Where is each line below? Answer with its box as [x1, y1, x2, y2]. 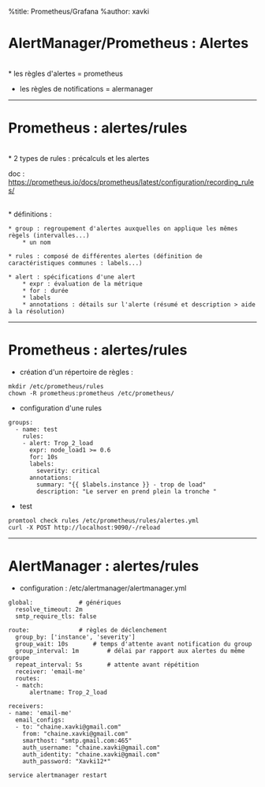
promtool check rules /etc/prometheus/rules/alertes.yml [8, 516, 200, 524]
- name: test [15, 425, 58, 433]
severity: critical [36, 467, 101, 474]
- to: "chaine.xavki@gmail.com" [15, 722, 122, 731]
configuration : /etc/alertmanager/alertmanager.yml [19, 583, 187, 593]
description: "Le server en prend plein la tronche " [36, 487, 217, 496]
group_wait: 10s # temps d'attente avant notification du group [15, 639, 252, 648]
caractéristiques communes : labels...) [8, 259, 144, 267]
